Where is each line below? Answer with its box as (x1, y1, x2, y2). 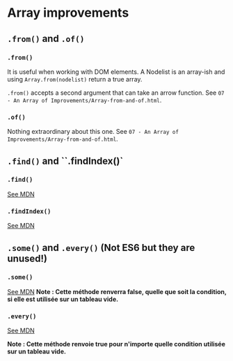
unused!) (7, 252, 47, 264)
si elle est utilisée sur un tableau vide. (7, 295, 119, 303)
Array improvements (7, 5, 129, 21)
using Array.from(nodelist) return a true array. (7, 75, 143, 83)
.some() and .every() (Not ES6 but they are (7, 242, 195, 254)
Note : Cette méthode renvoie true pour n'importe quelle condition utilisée (7, 340, 226, 348)
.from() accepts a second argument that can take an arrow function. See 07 (7, 89, 225, 97)
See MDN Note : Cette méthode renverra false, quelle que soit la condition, (7, 287, 227, 295)
